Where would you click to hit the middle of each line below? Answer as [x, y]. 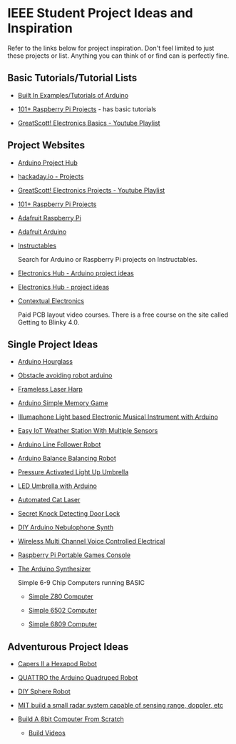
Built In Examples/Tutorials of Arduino [73, 95]
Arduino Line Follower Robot [59, 444]
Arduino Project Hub [48, 163]
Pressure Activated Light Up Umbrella [73, 472]
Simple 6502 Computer [63, 611]
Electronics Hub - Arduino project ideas [76, 273]
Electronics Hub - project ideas [63, 287]
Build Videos [47, 733]
